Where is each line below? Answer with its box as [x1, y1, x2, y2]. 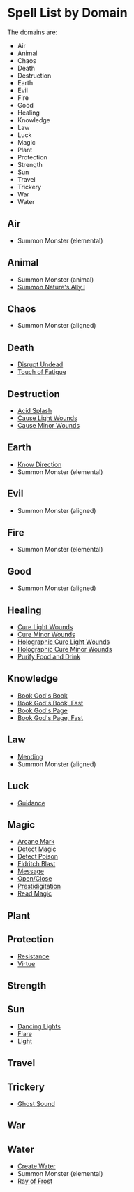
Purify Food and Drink [17, 652, 81, 661]
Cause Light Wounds [17, 414, 78, 422]
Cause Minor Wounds [17, 422, 80, 429]
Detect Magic [17, 845, 57, 854]
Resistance [17, 952, 50, 961]
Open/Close [17, 875, 52, 883]
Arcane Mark [17, 838, 55, 846]
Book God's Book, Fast [17, 698, 84, 707]
